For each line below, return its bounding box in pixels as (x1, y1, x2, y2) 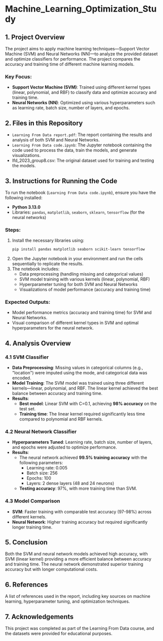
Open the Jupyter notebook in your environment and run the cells (12, 256, 143, 262)
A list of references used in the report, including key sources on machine (5, 594, 150, 599)
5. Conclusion (5, 538, 48, 547)
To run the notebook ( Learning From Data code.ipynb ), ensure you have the (5, 189, 156, 195)
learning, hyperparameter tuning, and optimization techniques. (5, 598, 130, 604)
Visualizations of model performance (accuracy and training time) (19, 287, 151, 293)
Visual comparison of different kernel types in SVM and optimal (12, 320, 139, 326)
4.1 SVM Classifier (5, 354, 49, 360)
